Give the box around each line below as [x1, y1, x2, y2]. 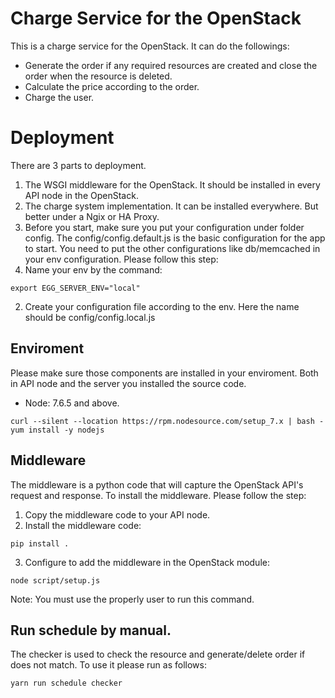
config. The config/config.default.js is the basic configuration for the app [24, 232, 326, 244]
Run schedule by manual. [10, 622, 172, 639]
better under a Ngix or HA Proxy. [24, 210, 160, 222]
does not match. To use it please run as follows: [10, 659, 207, 671]
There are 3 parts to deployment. [10, 159, 147, 171]
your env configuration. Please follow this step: [24, 253, 219, 265]
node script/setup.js [10, 575, 101, 586]
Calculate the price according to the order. [24, 80, 200, 92]
